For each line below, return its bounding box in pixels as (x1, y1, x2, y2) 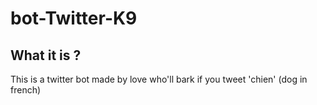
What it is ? (10, 47, 82, 64)
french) (10, 84, 42, 96)
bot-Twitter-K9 (10, 7, 138, 30)
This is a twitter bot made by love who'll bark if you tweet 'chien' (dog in (10, 73, 308, 85)
